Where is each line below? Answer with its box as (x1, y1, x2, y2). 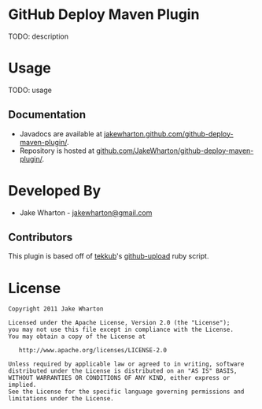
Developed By (8, 181, 101, 199)
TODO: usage (8, 85, 53, 95)
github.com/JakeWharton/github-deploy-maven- (95, 146, 254, 155)
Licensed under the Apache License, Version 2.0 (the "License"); (8, 319, 231, 327)
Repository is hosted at (19, 146, 94, 155)
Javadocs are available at (19, 128, 102, 139)
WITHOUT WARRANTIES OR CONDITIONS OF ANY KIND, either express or (8, 374, 231, 382)
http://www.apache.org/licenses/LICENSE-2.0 (18, 347, 168, 355)
